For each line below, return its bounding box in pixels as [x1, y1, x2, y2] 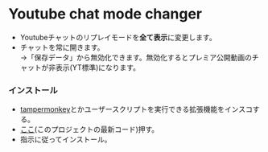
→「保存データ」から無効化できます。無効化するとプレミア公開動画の [19, 52, 252, 62]
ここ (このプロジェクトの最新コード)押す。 [19, 125, 159, 134]
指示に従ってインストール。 [19, 134, 112, 145]
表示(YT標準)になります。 [55, 62, 141, 72]
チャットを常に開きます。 [19, 42, 105, 52]
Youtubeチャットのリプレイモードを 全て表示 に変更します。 [19, 32, 216, 42]
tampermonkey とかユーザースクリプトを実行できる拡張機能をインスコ [19, 105, 254, 114]
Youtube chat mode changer [8, 5, 203, 23]
